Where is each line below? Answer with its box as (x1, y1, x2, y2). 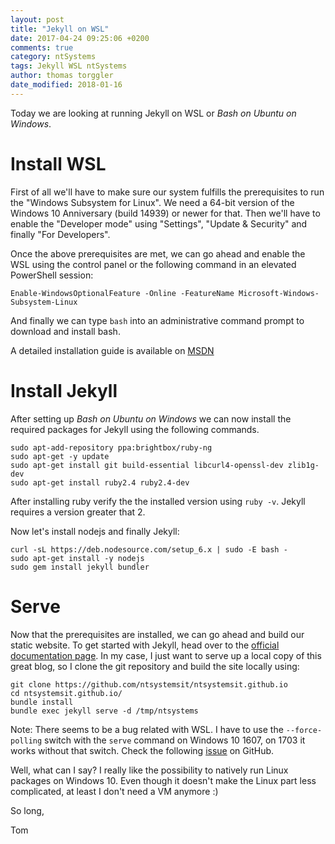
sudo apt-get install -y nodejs (10, 553, 145, 563)
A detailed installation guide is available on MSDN (10, 344, 215, 356)
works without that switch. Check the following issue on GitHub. (10, 744, 275, 756)
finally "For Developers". (10, 228, 111, 240)
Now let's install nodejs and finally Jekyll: (10, 525, 180, 537)
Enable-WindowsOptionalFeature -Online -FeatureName (10, 288, 235, 298)
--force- (285, 725, 323, 735)
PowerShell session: (10, 269, 94, 281)
